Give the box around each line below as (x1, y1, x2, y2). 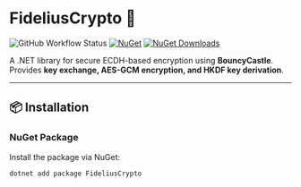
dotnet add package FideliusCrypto (9, 169, 142, 178)
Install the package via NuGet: (9, 151, 121, 162)
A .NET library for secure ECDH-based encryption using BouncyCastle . (9, 55, 274, 65)
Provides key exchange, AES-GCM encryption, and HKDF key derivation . (9, 64, 284, 75)
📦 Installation (9, 100, 90, 115)
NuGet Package (9, 132, 79, 144)
